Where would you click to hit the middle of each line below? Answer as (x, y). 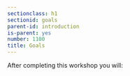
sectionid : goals (32, 20)
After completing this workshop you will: (65, 65)
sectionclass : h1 (32, 13)
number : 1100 (26, 39)
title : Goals (26, 46)
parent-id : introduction (43, 26)
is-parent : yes (29, 33)
